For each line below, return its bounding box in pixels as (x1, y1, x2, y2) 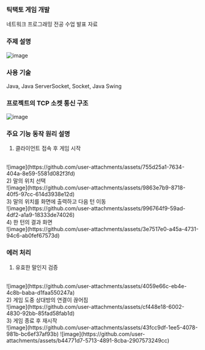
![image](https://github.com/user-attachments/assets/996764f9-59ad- (6, 205, 185, 212)
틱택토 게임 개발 (6, 5, 50, 13)
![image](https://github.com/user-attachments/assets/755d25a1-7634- (6, 164, 185, 171)
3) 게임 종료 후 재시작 (6, 317, 58, 324)
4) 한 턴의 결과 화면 (6, 219, 53, 226)
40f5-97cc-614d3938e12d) (6, 191, 75, 198)
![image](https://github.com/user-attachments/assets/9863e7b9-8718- (6, 184, 185, 191)
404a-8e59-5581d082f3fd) (6, 170, 75, 177)
